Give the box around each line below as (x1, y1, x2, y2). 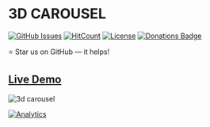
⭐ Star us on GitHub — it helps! (8, 47, 109, 56)
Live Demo (8, 73, 62, 87)
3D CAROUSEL (8, 5, 107, 23)
